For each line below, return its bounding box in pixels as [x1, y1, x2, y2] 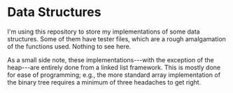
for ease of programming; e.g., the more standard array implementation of [7, 71, 221, 79]
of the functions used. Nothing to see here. [7, 42, 132, 50]
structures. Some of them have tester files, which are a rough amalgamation [7, 34, 226, 43]
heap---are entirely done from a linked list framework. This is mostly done [7, 63, 221, 71]
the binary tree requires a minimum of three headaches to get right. [7, 78, 202, 86]
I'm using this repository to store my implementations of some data [7, 27, 201, 36]
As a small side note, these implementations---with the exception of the [7, 55, 215, 64]
